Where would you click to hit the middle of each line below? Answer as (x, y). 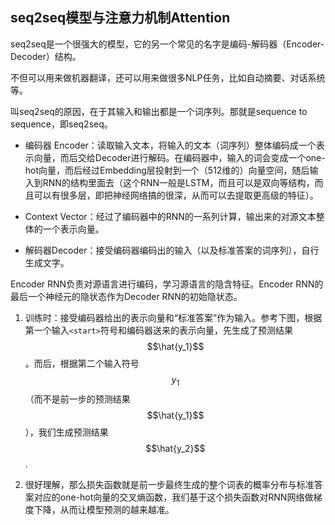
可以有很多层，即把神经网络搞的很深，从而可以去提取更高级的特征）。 (176, 195)
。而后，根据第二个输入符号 (82, 363)
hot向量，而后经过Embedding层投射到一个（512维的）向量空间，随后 (167, 170)
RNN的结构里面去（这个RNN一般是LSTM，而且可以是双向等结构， (178, 182)
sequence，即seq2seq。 (61, 124)
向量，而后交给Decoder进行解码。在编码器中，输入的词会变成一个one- (179, 157)
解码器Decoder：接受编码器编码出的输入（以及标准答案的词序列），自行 (172, 250)
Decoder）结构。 (46, 56)
